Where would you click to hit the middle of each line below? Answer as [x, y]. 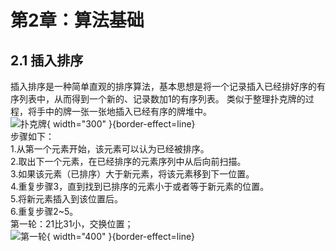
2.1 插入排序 [47, 60]
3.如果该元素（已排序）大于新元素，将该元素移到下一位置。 [132, 174]
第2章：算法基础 [77, 20]
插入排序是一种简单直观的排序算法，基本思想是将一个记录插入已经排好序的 [163, 86]
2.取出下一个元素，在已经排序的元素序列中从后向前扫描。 [128, 161]
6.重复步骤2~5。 [44, 211]
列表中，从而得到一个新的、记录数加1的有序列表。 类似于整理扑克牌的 [162, 99]
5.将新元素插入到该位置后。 [66, 199]
